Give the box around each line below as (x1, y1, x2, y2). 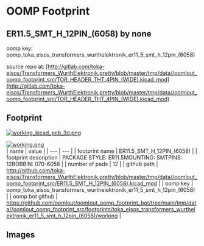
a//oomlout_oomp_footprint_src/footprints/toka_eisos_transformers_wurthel (6, 205, 195, 213)
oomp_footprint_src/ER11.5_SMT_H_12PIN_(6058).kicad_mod (6, 180, 157, 187)
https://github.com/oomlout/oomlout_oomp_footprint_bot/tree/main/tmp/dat (6, 199, 197, 206)
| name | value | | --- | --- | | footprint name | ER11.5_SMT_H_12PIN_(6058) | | (6, 147, 198, 155)
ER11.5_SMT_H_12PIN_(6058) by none (6, 29, 152, 39)
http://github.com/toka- (6, 166, 66, 174)
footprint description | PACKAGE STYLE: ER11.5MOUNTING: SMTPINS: (6, 153, 183, 161)
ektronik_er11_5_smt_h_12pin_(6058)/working (6, 212, 118, 219)
